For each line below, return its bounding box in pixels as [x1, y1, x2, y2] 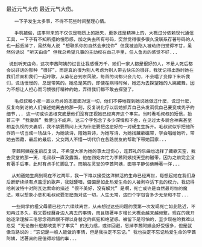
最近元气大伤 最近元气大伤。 [6, 5, 77, 12]
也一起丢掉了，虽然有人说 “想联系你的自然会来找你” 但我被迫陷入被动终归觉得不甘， [6, 43, 188, 49]
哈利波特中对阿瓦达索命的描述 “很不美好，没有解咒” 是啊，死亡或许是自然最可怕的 [6, 186, 183, 192]
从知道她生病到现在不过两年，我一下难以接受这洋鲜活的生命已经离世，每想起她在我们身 [11, 173, 196, 179]
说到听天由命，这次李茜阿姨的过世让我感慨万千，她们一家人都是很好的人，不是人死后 [8, 61, 189, 67]
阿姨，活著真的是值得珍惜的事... [6, 236, 77, 242]
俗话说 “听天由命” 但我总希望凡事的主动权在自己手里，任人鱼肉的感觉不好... [10, 49, 178, 55]
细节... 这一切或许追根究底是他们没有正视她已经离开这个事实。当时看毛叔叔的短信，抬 [6, 111, 192, 117]
